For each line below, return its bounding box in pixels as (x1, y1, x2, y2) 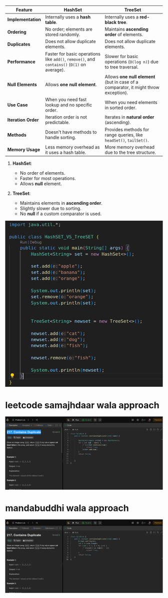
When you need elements (104, 99, 157, 105)
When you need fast (45, 97, 87, 103)
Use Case (7, 102, 28, 108)
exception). (104, 90, 128, 96)
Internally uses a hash (45, 14, 91, 20)
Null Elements (7, 82, 37, 88)
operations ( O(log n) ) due (104, 59, 158, 65)
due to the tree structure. (104, 149, 156, 155)
